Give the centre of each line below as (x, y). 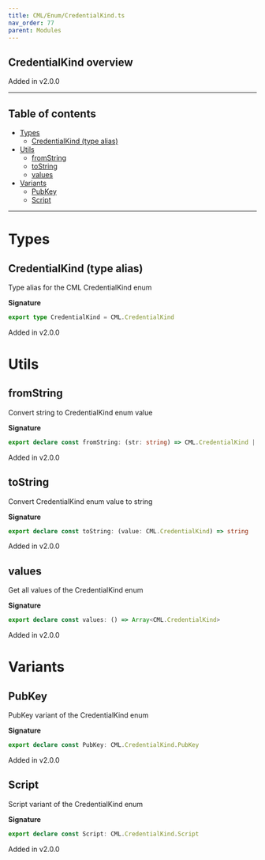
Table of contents (52, 114)
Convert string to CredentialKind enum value (80, 412)
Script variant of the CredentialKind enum (76, 804)
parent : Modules (35, 30)
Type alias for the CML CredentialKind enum (80, 287)
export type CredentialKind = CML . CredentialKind (91, 317)
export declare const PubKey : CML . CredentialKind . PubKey (104, 745)
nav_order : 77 (32, 23)
